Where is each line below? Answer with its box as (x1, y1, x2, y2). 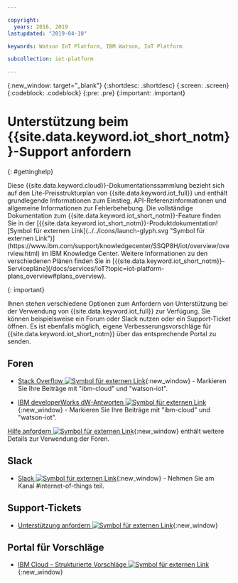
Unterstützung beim (7, 114, 129, 130)
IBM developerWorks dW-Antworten (17, 397, 124, 406)
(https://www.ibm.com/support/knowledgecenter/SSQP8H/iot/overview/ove (7, 242, 229, 250)
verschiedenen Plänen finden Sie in (7, 257, 112, 265)
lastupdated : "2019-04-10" (7, 30, 87, 37)
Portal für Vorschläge (7, 541, 104, 553)
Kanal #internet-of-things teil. (17, 481, 104, 490)
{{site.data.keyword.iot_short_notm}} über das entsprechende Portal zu (7, 330, 217, 338)
